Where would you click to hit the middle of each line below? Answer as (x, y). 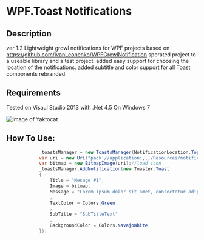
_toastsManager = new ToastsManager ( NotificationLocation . (115, 152)
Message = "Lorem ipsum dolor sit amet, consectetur (118, 192)
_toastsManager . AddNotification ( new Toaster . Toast (104, 169)
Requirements (33, 93)
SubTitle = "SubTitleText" (84, 214)
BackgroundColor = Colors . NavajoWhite (99, 225)
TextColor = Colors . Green (82, 203)
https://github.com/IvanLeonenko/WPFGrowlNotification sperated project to (101, 55)
